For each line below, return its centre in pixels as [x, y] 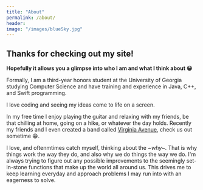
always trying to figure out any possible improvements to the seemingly [96, 161]
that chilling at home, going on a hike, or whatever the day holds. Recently [99, 123]
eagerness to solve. [31, 180]
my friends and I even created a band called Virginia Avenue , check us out [99, 130]
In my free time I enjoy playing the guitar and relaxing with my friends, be [98, 117]
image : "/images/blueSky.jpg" [45, 29]
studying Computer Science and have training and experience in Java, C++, [101, 86]
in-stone [17, 167]
